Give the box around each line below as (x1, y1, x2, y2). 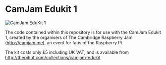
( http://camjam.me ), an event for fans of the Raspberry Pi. (5, 39, 123, 45)
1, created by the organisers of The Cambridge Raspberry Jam (5, 34, 133, 40)
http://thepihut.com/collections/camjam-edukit (5, 54, 101, 60)
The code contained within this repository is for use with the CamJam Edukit (5, 29, 161, 35)
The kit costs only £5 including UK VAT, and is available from (5, 49, 129, 55)
